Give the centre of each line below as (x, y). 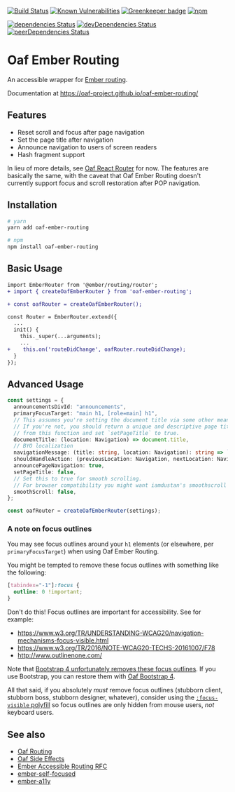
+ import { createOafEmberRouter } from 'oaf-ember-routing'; (100, 291)
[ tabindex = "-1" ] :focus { (43, 586)
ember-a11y (34, 781)
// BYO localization (43, 446)
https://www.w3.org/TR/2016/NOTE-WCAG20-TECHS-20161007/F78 (116, 648)
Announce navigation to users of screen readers (87, 147)
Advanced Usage (45, 384)
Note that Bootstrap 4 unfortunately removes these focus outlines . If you (112, 669)
